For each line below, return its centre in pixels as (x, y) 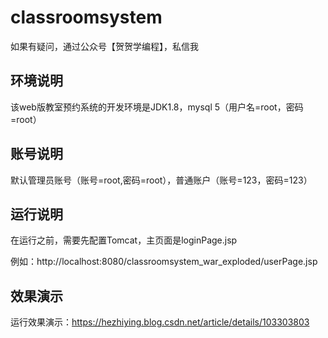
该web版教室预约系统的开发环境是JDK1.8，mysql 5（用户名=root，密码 (157, 107)
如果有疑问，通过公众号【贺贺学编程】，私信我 (104, 46)
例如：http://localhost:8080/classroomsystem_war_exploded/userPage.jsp (164, 262)
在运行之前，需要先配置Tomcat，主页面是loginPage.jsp (124, 240)
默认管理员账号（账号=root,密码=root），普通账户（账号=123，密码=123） (161, 180)
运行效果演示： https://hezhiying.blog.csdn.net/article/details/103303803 (160, 322)
